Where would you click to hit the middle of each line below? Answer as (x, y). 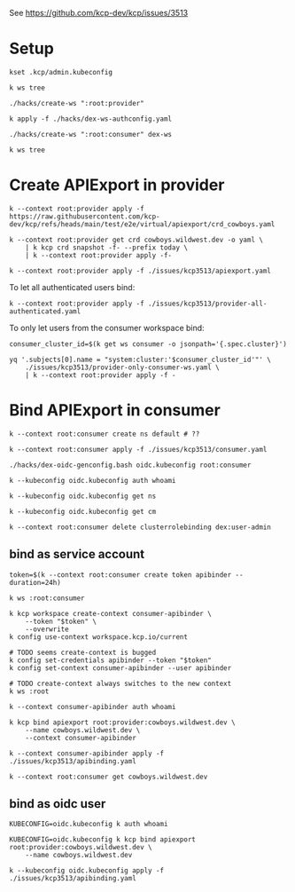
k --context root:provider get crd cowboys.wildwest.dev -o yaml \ (136, 240)
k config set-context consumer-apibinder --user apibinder (120, 668)
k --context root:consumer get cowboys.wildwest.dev (109, 777)
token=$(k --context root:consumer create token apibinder (120, 575)
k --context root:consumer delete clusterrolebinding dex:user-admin (140, 527)
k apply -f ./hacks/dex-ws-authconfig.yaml (91, 119)
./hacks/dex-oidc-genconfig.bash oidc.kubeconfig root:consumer (130, 465)
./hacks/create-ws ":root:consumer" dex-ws (91, 134)
